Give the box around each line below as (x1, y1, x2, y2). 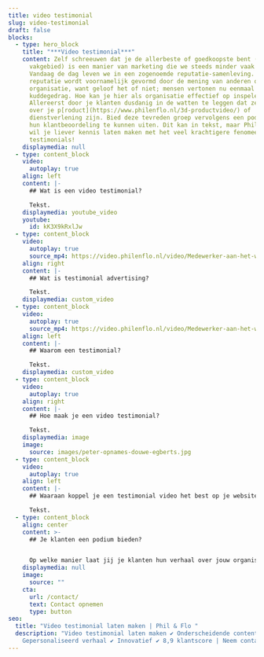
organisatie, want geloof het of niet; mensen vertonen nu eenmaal (28, 84, 255, 93)
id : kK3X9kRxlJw (28, 223, 82, 231)
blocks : (8, 33, 34, 42)
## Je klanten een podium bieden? (28, 535, 143, 543)
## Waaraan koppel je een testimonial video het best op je (28, 492, 230, 500)
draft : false (8, 26, 51, 34)
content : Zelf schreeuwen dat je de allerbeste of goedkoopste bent (22, 56, 251, 64)
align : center (22, 520, 68, 529)
